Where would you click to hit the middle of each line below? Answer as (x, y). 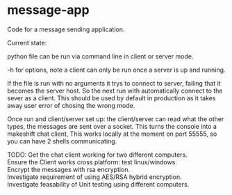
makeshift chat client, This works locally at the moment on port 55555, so (112, 134)
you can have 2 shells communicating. (62, 141)
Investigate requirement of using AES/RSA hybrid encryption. (94, 177)
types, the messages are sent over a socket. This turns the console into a (112, 126)
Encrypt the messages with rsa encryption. (69, 169)
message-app (48, 10)
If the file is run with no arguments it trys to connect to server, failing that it (114, 83)
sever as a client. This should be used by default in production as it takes (111, 98)
